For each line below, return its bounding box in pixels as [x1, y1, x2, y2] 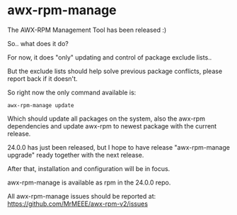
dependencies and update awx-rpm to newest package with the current [7, 121, 217, 130]
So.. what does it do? [7, 39, 69, 48]
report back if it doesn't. [7, 74, 78, 83]
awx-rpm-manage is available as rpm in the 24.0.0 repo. [7, 178, 171, 187]
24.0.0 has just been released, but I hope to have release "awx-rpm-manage [7, 143, 230, 151]
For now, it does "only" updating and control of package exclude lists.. [7, 53, 212, 62]
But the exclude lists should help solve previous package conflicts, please [7, 67, 223, 75]
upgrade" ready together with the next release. [7, 150, 144, 159]
